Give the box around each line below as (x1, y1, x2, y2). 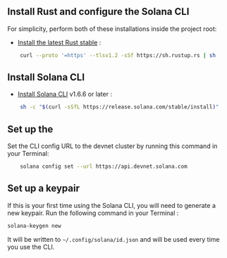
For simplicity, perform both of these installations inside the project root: (7, 24, 217, 33)
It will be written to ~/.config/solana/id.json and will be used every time (7, 235, 220, 243)
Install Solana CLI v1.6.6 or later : (17, 90, 113, 99)
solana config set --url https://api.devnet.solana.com (20, 163, 188, 170)
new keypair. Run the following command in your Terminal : (7, 209, 179, 217)
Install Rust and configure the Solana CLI (7, 6, 190, 18)
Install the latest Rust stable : (17, 38, 102, 47)
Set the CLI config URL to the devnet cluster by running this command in (7, 142, 218, 150)
